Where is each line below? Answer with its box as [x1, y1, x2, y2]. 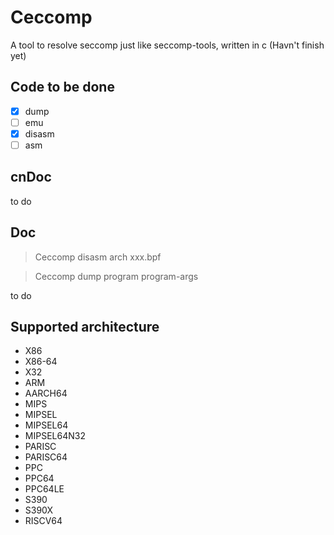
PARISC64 [24, 451, 68, 463]
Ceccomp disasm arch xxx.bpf [34, 251, 162, 263]
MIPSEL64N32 [24, 430, 86, 442]
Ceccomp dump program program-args [34, 270, 199, 282]
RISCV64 [24, 515, 63, 527]
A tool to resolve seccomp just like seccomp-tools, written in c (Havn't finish [10, 39, 325, 51]
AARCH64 [24, 387, 68, 400]
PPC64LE [24, 483, 65, 495]
